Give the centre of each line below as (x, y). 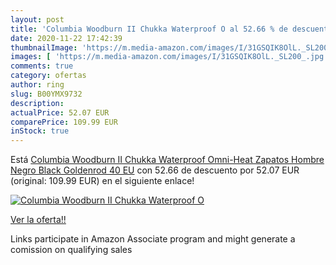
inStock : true (40, 131)
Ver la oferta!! (38, 220)
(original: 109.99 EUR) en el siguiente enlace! (102, 181)
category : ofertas (48, 76)
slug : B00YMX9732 (46, 94)
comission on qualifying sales (71, 250)
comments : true (42, 66)
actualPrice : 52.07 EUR (60, 112)
